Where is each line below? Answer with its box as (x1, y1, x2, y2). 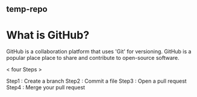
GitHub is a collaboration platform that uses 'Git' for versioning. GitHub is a (6, 48, 192, 55)
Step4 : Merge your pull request (6, 84, 86, 91)
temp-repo (6, 4, 48, 14)
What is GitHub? (6, 28, 90, 42)
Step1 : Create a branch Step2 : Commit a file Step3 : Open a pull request (6, 77, 187, 85)
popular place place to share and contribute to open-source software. (6, 54, 180, 62)
